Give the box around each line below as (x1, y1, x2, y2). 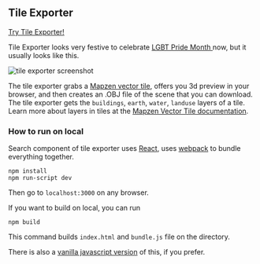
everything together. (8, 152, 75, 162)
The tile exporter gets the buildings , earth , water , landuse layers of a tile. (8, 97, 246, 107)
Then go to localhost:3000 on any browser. (8, 188, 150, 197)
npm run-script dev (8, 174, 72, 182)
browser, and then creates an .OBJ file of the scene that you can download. (8, 90, 254, 99)
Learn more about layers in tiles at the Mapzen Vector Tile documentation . (8, 106, 249, 115)
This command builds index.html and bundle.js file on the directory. (8, 232, 231, 242)
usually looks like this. (8, 50, 80, 60)
